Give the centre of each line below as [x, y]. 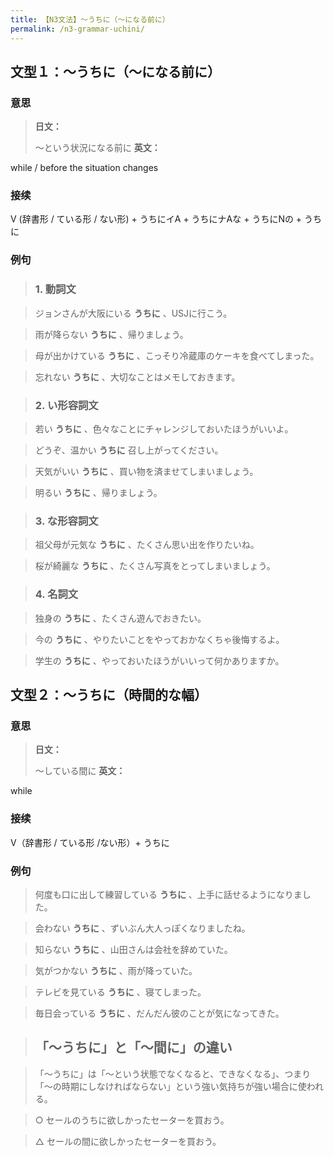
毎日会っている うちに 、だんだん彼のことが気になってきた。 [159, 1013]
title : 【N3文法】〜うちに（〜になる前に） [90, 19]
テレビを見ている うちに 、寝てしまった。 [120, 992]
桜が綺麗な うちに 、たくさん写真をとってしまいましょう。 [155, 566]
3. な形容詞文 [66, 521]
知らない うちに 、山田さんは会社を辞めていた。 [133, 949]
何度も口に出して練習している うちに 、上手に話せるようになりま [168, 894]
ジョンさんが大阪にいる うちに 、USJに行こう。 [133, 313]
